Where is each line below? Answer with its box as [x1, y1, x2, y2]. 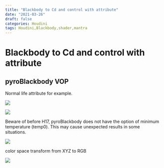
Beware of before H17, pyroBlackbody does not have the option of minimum [5, 118, 160, 124]
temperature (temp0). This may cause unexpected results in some [5, 124, 140, 130]
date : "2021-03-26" [5, 12, 46, 17]
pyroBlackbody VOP [5, 77, 69, 86]
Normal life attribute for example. [5, 90, 73, 97]
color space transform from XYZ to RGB [5, 148, 87, 154]
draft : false [5, 16, 32, 21]
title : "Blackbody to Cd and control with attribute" [5, 7, 119, 12]
